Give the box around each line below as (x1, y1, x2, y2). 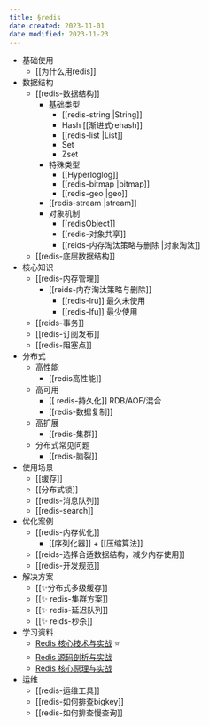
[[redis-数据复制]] (48, 406, 113, 418)
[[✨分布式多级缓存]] (35, 583, 108, 594)
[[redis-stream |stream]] (48, 197, 137, 209)
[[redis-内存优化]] (35, 527, 100, 538)
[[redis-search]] (35, 506, 94, 516)
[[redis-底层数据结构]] (35, 251, 116, 262)
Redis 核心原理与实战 (35, 663, 112, 674)
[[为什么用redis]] (35, 66, 97, 76)
